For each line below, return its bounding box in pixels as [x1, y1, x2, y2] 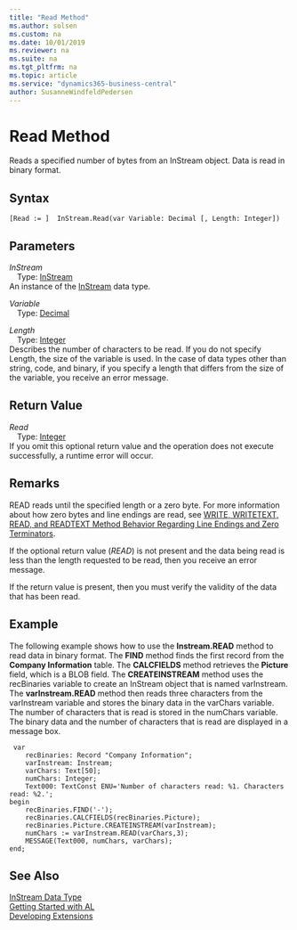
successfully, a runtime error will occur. [9, 450, 154, 461]
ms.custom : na [9, 29, 62, 38]
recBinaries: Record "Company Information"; [25, 750, 193, 760]
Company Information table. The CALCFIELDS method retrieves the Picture [9, 659, 289, 670]
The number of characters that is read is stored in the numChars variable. [9, 706, 278, 717]
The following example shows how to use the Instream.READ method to [9, 640, 274, 651]
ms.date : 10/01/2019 [9, 37, 86, 47]
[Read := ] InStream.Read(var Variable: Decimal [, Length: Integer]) [9, 215, 280, 224]
